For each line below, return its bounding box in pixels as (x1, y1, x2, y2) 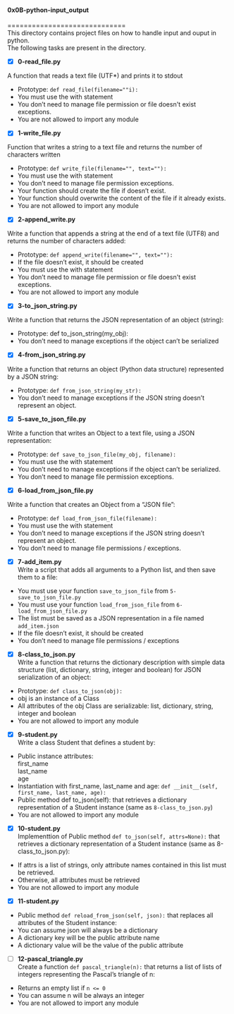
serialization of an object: (17, 673, 92, 681)
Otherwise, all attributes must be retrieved (17, 875, 140, 884)
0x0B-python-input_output (7, 6, 90, 14)
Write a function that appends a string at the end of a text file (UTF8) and (7, 229, 220, 238)
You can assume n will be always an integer (17, 991, 144, 1000)
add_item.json (17, 623, 59, 630)
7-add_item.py (17, 557, 62, 566)
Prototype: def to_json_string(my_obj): (17, 329, 129, 338)
